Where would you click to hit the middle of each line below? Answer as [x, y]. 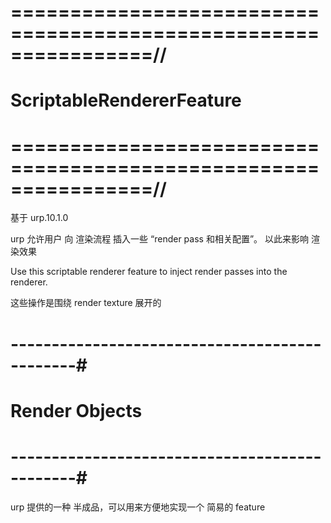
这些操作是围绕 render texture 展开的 [86, 303]
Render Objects [76, 410]
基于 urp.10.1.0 [39, 218]
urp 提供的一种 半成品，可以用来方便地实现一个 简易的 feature [138, 507]
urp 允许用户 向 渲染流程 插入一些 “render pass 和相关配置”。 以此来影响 [159, 239]
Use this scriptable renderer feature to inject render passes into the [149, 272]
